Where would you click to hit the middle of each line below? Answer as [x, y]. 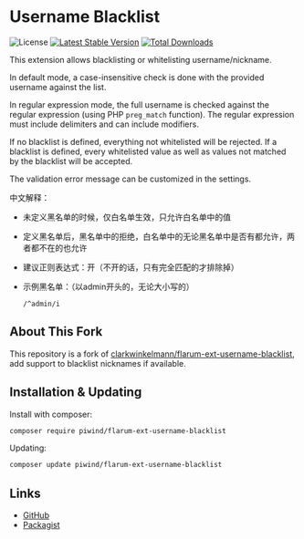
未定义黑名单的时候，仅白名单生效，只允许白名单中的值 [126, 217]
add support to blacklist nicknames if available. [98, 363]
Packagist [42, 525]
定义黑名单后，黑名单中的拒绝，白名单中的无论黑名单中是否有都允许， [155, 236]
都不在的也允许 [59, 247]
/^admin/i [42, 304]
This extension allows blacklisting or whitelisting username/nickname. [141, 59]
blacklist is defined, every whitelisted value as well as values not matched [148, 151]
